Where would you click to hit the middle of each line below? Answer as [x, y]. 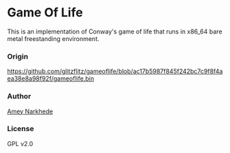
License [21, 129]
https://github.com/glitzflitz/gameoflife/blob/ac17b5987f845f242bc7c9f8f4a [115, 71]
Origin [18, 56]
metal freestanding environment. [53, 38]
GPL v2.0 [20, 143]
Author [19, 96]
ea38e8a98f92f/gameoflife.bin [51, 79]
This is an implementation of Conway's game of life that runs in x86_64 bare [115, 31]
